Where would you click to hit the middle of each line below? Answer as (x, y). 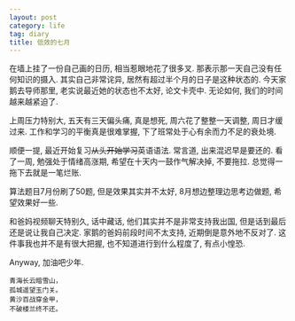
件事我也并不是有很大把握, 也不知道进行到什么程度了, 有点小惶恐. (127, 244)
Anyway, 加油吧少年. (47, 262)
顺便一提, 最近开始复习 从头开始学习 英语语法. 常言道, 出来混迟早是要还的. (141, 151)
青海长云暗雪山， (36, 281)
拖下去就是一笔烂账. (46, 173)
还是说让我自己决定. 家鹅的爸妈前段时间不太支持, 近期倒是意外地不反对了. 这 (147, 232)
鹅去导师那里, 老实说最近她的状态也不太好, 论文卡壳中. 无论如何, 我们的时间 (146, 90)
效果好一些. (38, 203)
